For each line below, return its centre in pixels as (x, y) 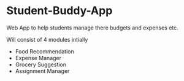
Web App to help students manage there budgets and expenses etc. (93, 28)
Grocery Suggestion (40, 64)
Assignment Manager (42, 71)
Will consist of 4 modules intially (47, 39)
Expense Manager (38, 58)
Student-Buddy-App (59, 11)
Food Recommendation (45, 51)
